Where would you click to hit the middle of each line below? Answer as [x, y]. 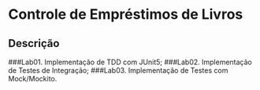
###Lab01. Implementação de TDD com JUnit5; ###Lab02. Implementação [130, 62]
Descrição [34, 43]
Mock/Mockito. [33, 79]
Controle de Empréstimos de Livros [126, 14]
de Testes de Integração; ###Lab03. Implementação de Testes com [118, 70]
